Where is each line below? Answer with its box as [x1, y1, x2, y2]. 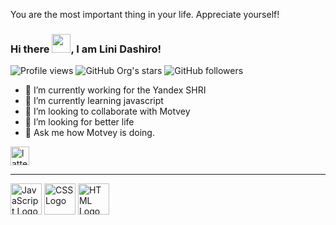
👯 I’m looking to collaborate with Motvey [24, 105, 191, 118]
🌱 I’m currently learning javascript [24, 95, 164, 107]
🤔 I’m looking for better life [24, 116, 135, 128]
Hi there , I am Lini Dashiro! [10, 42, 162, 56]
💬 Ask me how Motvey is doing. [24, 127, 155, 139]
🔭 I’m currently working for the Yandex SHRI [24, 84, 207, 96]
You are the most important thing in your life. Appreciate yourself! [10, 9, 280, 20]
